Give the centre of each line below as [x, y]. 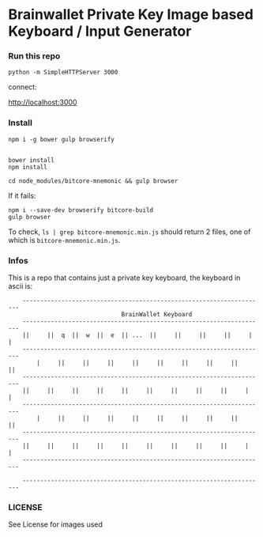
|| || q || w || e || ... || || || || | [137, 335]
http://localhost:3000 [43, 102]
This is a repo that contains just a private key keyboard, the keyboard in [124, 278]
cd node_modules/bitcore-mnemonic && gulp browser [93, 181]
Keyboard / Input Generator [100, 31]
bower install [32, 160]
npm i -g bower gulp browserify [61, 139]
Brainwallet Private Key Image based [131, 15]
